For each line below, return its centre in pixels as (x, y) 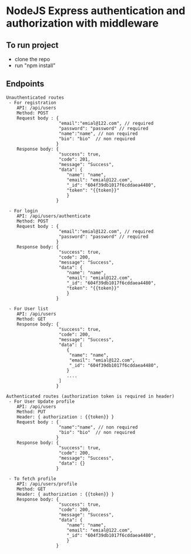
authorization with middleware (82, 23)
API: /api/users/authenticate (54, 216)
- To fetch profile (33, 479)
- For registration (33, 102)
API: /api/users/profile (47, 484)
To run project (32, 45)
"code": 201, (75, 159)
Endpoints (25, 84)
